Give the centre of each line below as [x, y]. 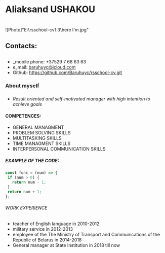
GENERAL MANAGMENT [38, 127]
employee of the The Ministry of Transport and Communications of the [86, 234]
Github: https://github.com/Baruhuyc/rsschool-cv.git [67, 73]
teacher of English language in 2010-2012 [56, 224]
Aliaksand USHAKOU [50, 9]
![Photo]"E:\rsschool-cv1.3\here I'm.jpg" [47, 30]
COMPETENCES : [23, 116]
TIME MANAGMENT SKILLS [42, 143]
